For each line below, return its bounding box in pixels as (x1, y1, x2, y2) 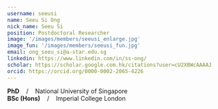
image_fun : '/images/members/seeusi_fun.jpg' (7, 42, 140, 49)
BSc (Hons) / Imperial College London (7, 94, 126, 102)
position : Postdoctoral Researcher (7, 29, 110, 37)
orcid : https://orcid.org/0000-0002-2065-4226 (7, 68, 144, 75)
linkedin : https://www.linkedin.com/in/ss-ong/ (7, 55, 147, 62)
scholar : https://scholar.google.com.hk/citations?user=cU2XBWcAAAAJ (7, 61, 212, 68)
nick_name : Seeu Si (7, 23, 64, 30)
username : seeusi (7, 10, 57, 17)
